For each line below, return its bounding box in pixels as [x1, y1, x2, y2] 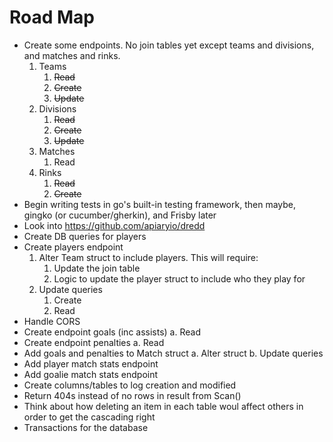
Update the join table [53, 262, 141, 274]
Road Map [9, 6, 96, 29]
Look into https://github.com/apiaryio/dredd [23, 219, 206, 231]
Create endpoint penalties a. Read [23, 336, 165, 348]
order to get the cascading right [23, 411, 156, 423]
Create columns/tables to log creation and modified [23, 379, 237, 391]
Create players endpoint [23, 241, 124, 253]
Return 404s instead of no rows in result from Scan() [23, 389, 242, 401]
